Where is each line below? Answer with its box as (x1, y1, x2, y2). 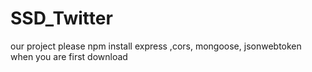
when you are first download (10, 50, 128, 62)
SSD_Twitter (10, 7, 113, 30)
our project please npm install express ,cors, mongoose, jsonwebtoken (10, 40, 302, 52)
